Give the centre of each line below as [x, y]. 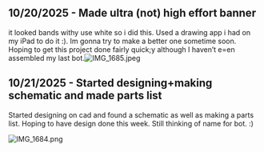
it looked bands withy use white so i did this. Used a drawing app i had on [129, 32]
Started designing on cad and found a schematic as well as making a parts [131, 114]
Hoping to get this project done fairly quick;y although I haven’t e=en [122, 49]
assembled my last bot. [47, 58]
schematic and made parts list [85, 96]
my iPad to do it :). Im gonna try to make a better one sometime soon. [122, 41]
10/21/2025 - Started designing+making [110, 83]
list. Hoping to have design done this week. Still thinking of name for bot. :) [131, 123]
